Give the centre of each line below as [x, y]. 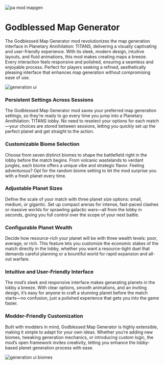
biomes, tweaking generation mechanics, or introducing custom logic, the [79, 337]
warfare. [22, 259]
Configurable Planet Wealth [39, 227]
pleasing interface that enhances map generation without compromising [78, 72]
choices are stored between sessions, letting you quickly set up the [87, 126]
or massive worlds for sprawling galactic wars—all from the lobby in [73, 209]
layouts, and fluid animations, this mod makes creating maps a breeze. [76, 56]
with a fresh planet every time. [36, 176]
